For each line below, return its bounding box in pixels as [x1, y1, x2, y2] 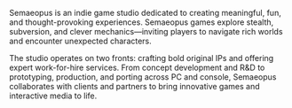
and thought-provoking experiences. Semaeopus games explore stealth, [9, 17, 274, 27]
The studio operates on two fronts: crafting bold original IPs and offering [9, 53, 274, 63]
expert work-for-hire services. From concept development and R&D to [9, 62, 265, 73]
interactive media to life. [9, 90, 98, 101]
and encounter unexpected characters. [9, 35, 153, 46]
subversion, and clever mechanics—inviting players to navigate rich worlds [9, 27, 283, 36]
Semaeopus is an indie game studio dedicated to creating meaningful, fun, [9, 8, 281, 18]
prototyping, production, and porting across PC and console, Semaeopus [9, 72, 277, 82]
